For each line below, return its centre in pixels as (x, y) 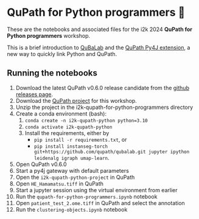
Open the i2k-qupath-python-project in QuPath (75, 177)
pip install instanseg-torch (71, 146)
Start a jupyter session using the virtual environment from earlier (96, 190)
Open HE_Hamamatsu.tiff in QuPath (60, 183)
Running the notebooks (52, 73)
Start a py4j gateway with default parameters (72, 170)
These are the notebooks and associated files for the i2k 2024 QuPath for (100, 29)
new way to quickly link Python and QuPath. (62, 54)
